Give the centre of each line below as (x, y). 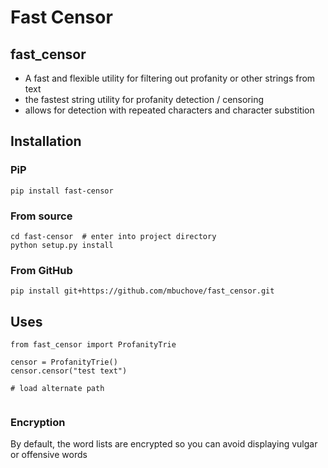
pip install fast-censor (62, 191)
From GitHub (41, 270)
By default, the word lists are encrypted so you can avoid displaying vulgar (164, 444)
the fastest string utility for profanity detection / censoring (144, 99)
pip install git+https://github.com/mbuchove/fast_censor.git (142, 291)
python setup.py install (62, 245)
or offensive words (49, 455)
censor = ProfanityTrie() (64, 362)
